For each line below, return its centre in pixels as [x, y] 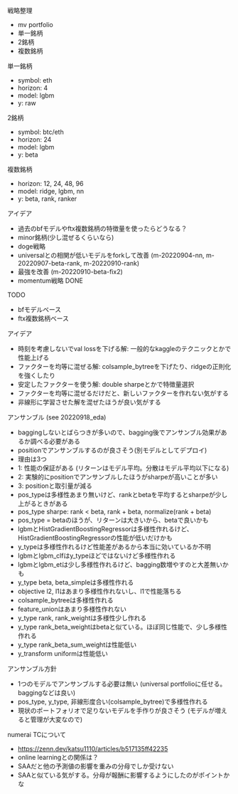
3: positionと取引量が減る [55, 486]
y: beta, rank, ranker [47, 199]
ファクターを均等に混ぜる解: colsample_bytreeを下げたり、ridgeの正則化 [124, 366]
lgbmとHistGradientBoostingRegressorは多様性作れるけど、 [105, 529]
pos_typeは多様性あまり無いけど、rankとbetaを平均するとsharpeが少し [123, 495]
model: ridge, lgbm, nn [50, 191]
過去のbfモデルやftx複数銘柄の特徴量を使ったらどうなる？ [102, 229]
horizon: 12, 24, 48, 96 [50, 183]
